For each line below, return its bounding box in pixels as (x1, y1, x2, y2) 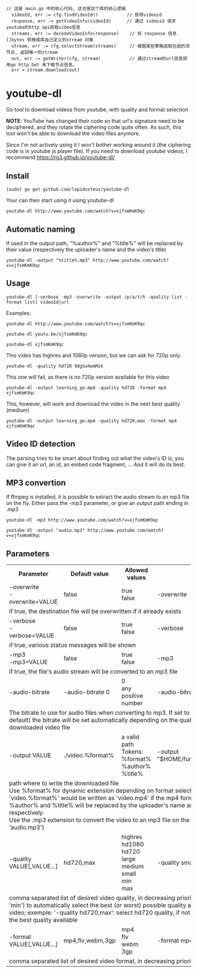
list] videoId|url (24, 299, 69, 305)
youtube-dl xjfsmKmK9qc (6, 341, 64, 347)
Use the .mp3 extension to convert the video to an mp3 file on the (9, 816, 190, 824)
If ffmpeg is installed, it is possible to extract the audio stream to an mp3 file (6, 493, 189, 500)
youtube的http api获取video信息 (6, 25, 81, 31)
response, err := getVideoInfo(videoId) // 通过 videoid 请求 (11, 18, 176, 24)
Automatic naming (6, 224, 75, 234)
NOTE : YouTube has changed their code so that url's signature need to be (6, 118, 185, 125)
